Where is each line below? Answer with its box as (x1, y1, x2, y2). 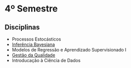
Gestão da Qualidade (11, 52, 55, 58)
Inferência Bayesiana (11, 41, 55, 47)
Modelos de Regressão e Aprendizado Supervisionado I (11, 47, 127, 52)
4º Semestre (4, 3, 58, 14)
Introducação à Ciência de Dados (11, 57, 81, 63)
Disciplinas (4, 23, 40, 31)
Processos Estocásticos (11, 36, 61, 42)
